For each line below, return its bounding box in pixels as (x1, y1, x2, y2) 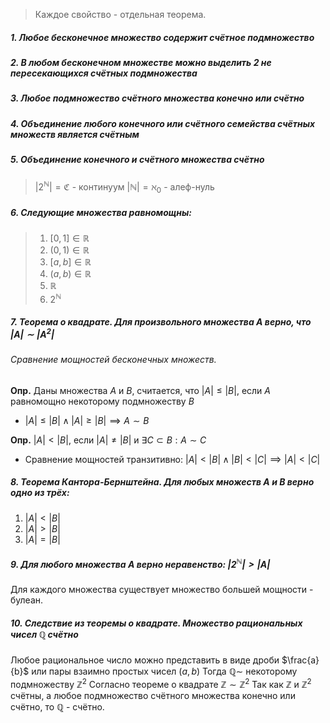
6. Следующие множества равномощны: (10, 206, 192, 218)
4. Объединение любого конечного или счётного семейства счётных (10, 117, 316, 129)
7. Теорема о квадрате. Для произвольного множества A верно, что (10, 316, 312, 328)
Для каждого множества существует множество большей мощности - (10, 584, 314, 596)
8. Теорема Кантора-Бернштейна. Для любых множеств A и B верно (10, 476, 315, 488)
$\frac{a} (281, 654, 320, 666)
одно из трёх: (10, 487, 70, 499)
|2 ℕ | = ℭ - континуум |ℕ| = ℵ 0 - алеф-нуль (34, 179, 215, 195)
